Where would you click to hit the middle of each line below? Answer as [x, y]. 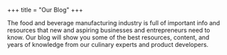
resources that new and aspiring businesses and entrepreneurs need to [109, 30]
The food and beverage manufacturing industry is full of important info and [114, 23]
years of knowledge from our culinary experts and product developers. [108, 44]
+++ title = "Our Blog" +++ [45, 10]
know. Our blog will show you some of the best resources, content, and [108, 37]
